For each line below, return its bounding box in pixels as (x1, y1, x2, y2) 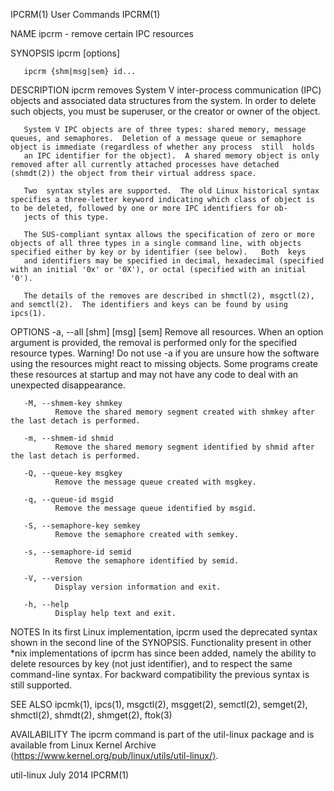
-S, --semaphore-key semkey (23, 521, 141, 531)
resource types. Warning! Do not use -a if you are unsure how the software (10, 347, 320, 359)
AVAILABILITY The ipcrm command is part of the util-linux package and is (10, 729, 315, 740)
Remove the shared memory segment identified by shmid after (54, 442, 315, 452)
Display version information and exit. (54, 582, 222, 592)
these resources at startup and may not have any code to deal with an (10, 369, 299, 380)
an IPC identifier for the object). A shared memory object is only (23, 151, 320, 161)
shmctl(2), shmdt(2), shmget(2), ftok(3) (10, 709, 173, 721)
